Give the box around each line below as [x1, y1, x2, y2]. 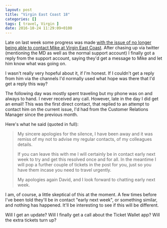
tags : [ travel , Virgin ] [5, 21, 59, 26]
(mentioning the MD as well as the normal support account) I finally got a [5, 50, 155, 56]
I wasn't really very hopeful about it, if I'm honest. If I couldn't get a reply [5, 70, 155, 76]
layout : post [5, 7, 32, 12]
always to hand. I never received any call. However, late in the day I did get [5, 96, 159, 102]
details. [17, 141, 33, 147]
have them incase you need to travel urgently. [17, 167, 112, 173]
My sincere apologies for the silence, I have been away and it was [17, 131, 153, 137]
